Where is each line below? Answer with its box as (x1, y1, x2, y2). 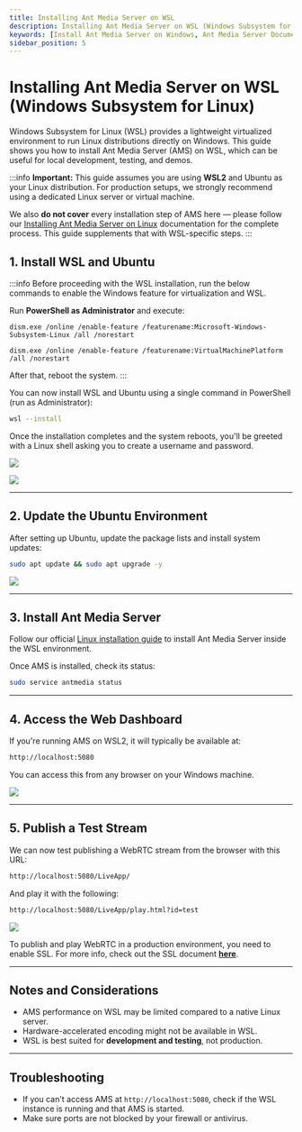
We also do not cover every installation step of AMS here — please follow (9, 209, 282, 220)
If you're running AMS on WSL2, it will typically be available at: (9, 735, 241, 746)
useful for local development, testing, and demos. (9, 155, 193, 166)
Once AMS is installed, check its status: (9, 661, 155, 671)
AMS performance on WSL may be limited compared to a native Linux (22, 1007, 281, 1018)
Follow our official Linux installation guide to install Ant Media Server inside (9, 634, 287, 644)
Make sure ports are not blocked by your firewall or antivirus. (22, 1113, 249, 1124)
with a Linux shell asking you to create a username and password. (9, 440, 254, 451)
